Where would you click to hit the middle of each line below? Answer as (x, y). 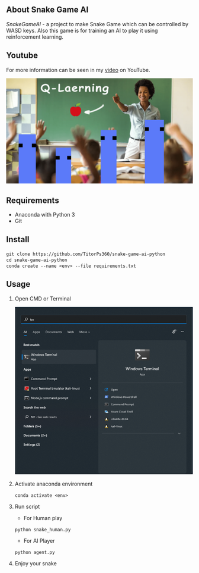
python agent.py (35, 553)
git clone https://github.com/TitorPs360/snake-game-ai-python (86, 254)
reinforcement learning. (35, 37)
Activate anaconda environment (54, 484)
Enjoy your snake (36, 563)
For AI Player (39, 541)
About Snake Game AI (47, 10)
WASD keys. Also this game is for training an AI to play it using (82, 30)
